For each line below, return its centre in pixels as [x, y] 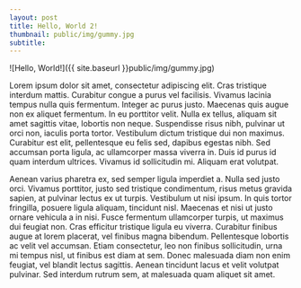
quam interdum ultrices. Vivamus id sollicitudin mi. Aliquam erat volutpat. [144, 161]
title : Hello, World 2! [54, 26]
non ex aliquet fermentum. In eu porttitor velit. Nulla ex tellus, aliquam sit [143, 114]
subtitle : [28, 43]
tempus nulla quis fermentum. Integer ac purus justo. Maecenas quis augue [149, 105]
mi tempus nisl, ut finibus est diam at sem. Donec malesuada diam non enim [150, 256]
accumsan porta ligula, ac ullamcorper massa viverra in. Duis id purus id [143, 153]
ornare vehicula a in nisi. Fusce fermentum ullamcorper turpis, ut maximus [147, 217]
